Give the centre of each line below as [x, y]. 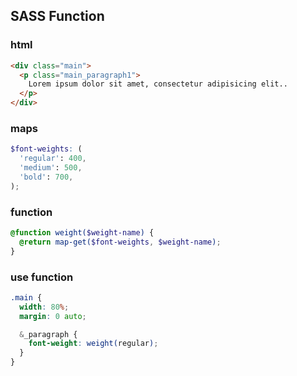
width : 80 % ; [44, 307]
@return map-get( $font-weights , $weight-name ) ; [120, 242]
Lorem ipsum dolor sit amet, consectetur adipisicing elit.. [158, 84]
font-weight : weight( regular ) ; [93, 344]
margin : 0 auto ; [53, 316]
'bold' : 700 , [46, 177]
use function [42, 277]
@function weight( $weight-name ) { [82, 233]
